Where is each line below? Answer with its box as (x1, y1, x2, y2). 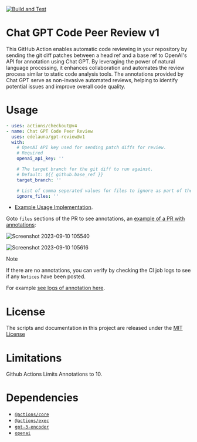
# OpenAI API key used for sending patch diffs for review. (16, 144, 167, 151)
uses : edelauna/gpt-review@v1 (11, 134, 85, 140)
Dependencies (6, 391, 79, 404)
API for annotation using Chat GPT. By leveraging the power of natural (6, 58, 175, 65)
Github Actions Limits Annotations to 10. (6, 370, 103, 378)
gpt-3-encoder (14, 424, 49, 430)
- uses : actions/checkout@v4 (6, 123, 77, 129)
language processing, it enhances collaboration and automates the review (6, 64, 185, 71)
